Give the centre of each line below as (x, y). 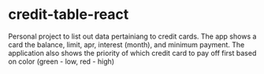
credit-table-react (69, 15)
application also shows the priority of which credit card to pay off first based (132, 53)
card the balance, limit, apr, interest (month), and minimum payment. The (126, 44)
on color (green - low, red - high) (61, 61)
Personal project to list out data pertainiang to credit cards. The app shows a (132, 36)
